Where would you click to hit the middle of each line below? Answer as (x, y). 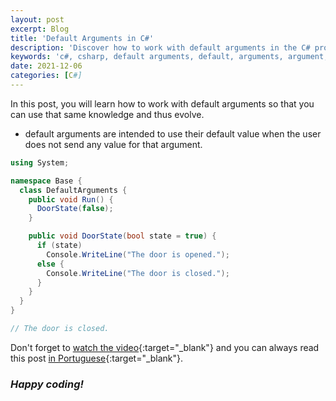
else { (50, 264)
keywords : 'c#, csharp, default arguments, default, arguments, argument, (169, 57)
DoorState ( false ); (75, 209)
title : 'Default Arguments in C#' (82, 38)
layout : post (37, 19)
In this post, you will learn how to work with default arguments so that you (162, 103)
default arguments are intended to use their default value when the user (173, 133)
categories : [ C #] (46, 76)
